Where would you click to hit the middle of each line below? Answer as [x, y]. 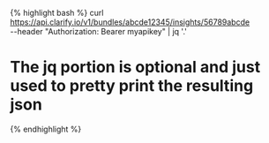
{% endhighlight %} [46, 129]
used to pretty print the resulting [132, 86]
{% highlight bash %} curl [57, 13]
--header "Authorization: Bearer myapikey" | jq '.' [99, 31]
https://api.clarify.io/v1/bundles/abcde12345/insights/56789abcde [130, 22]
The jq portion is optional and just [135, 68]
